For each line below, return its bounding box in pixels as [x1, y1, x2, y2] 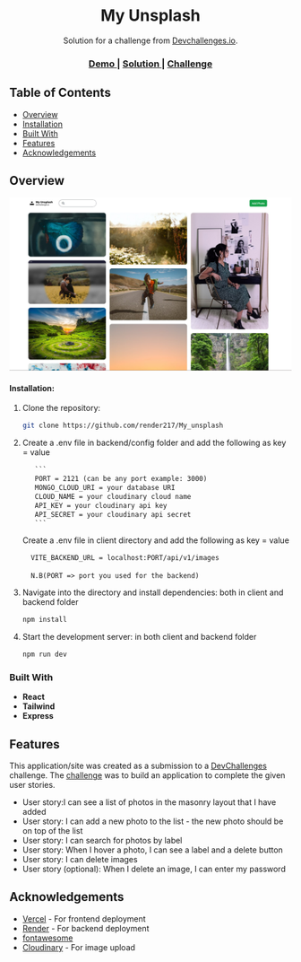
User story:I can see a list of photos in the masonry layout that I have [21, 797, 277, 808]
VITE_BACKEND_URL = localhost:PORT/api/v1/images [30, 554, 219, 563]
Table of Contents [9, 85, 112, 101]
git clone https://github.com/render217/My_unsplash [21, 421, 224, 431]
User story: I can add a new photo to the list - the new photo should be [21, 816, 284, 826]
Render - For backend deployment [21, 923, 150, 933]
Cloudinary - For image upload [21, 941, 136, 952]
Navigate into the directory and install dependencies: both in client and [21, 587, 284, 598]
